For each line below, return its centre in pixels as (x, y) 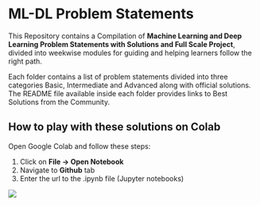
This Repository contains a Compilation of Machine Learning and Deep (125, 36)
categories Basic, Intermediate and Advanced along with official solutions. (130, 85)
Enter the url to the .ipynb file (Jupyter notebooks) (102, 178)
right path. (25, 61)
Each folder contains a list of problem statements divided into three (118, 76)
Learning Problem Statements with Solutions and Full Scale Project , (122, 44)
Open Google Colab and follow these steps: (80, 146)
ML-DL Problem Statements (101, 14)
